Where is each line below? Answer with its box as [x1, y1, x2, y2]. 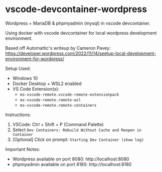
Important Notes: [5, 146, 40, 152]
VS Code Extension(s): [12, 85, 59, 92]
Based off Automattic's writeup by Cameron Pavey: [5, 45, 111, 51]
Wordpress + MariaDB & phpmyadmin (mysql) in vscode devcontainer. [5, 20, 150, 26]
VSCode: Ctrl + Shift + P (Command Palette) [12, 121, 104, 127]
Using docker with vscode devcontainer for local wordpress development [5, 30, 157, 36]
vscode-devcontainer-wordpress [5, 4, 147, 15]
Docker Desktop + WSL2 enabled [12, 80, 82, 87]
